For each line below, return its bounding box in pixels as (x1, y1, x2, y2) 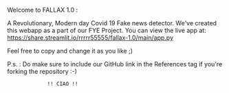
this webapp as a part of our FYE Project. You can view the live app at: (7, 27, 206, 34)
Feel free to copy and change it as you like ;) (7, 47, 133, 55)
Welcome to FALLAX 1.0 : (7, 6, 78, 14)
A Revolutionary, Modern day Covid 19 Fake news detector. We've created (7, 19, 217, 27)
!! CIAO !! (47, 81, 78, 88)
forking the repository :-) (7, 68, 78, 75)
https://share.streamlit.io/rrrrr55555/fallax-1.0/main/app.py (7, 34, 174, 42)
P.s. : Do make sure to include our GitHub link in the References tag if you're (7, 60, 223, 68)
